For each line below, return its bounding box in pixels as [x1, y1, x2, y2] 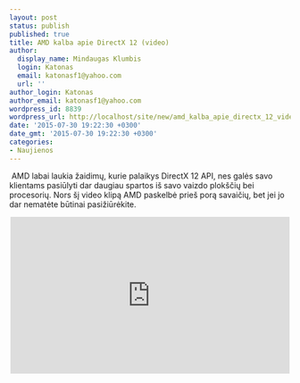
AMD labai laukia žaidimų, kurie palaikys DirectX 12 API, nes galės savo [11, 171, 273, 181]
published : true [9, 29, 70, 38]
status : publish [9, 21, 70, 30]
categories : [9, 137, 54, 146]
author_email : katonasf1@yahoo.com [9, 96, 142, 105]
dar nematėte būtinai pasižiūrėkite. [9, 198, 137, 210]
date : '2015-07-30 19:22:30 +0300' [9, 121, 142, 130]
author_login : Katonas [9, 87, 94, 96]
